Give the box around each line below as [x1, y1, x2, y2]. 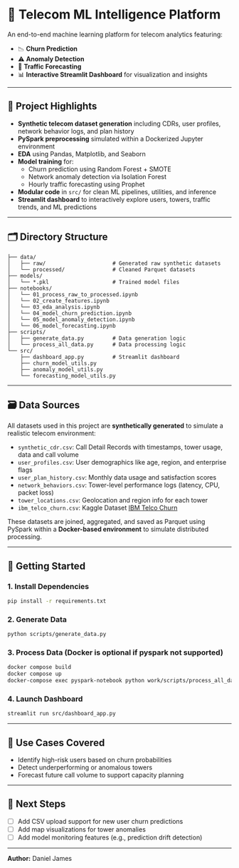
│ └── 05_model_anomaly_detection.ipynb [7, 316, 135, 323]
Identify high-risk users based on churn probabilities [17, 756, 172, 764]
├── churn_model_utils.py [20, 360, 97, 367]
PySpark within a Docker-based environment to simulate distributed [7, 525, 209, 534]
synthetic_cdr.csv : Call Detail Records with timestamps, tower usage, [17, 443, 223, 452]
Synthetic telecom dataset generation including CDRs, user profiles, [17, 119, 221, 128]
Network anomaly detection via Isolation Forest [28, 172, 167, 181]
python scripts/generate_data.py [7, 631, 107, 638]
